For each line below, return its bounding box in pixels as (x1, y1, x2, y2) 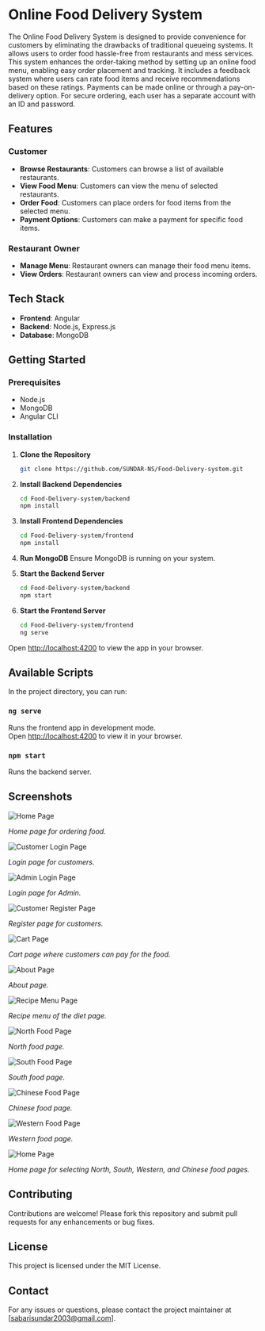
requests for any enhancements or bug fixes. (8, 1217, 155, 1226)
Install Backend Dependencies (19, 479, 123, 489)
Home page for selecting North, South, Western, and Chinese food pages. (8, 1164, 250, 1174)
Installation (8, 432, 53, 443)
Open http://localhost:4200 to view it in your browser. (8, 731, 184, 741)
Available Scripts (8, 665, 93, 679)
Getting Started (8, 353, 86, 366)
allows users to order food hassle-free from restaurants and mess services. (8, 48, 255, 58)
